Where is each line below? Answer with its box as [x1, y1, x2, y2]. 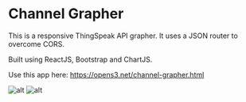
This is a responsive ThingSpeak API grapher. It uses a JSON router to [8, 31, 239, 40]
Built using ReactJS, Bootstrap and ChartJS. [8, 55, 153, 64]
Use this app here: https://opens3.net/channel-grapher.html [8, 70, 205, 79]
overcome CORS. [8, 39, 65, 48]
